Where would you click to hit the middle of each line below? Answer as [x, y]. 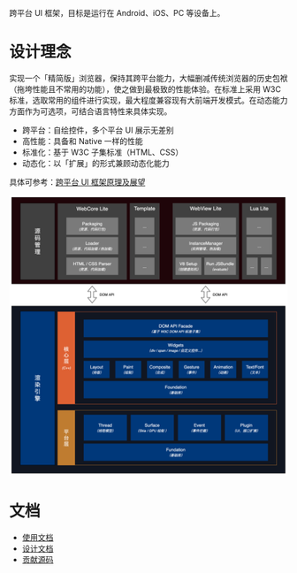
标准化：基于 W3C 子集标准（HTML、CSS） [103, 152]
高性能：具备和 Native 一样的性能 [82, 141]
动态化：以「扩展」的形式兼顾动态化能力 [95, 163]
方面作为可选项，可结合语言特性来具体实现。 [91, 111]
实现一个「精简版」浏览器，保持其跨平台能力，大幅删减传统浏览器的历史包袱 [148, 78]
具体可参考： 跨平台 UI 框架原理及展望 [77, 182]
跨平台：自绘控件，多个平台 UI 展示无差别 [98, 130]
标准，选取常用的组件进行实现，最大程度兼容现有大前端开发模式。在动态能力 [148, 100]
